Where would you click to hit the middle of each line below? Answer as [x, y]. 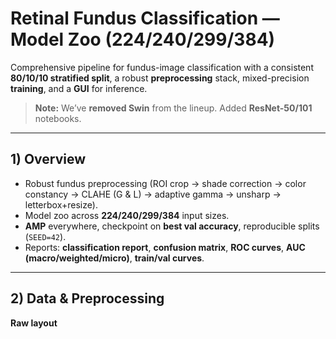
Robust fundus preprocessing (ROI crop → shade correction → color [165, 183]
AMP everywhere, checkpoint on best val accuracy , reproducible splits [172, 226]
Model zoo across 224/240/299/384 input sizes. [127, 215]
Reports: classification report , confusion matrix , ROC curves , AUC [165, 247]
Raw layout [34, 323]
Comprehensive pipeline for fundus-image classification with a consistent [162, 67]
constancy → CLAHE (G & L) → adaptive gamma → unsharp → [153, 194]
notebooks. [58, 118]
